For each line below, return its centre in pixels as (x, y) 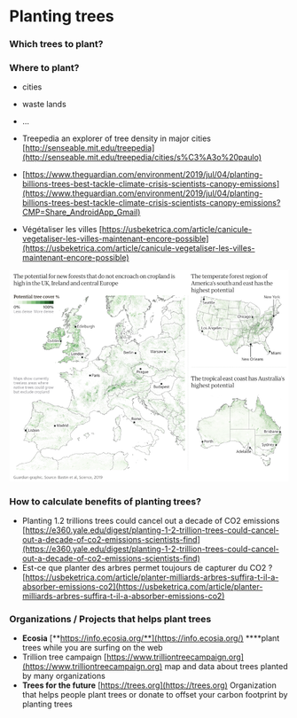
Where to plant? (44, 68)
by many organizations (64, 676)
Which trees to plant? (56, 44)
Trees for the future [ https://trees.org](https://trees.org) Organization (149, 685)
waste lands (44, 105)
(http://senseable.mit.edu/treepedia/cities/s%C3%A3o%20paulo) (142, 158)
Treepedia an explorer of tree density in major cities (116, 138)
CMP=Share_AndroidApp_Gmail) (81, 212)
